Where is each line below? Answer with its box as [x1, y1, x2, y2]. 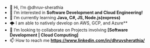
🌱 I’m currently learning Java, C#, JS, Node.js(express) [9, 15, 121, 20]
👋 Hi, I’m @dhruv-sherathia [9, 5, 64, 10]
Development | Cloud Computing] [9, 32, 79, 38]
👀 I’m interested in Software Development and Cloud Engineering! [9, 10, 143, 15]
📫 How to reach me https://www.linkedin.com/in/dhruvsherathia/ [9, 37, 145, 43]
